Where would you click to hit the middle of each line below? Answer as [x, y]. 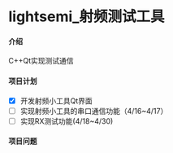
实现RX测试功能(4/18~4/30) [67, 121]
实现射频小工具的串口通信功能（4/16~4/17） [94, 111]
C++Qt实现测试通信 [41, 61]
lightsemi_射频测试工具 [86, 17]
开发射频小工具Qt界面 [56, 101]
